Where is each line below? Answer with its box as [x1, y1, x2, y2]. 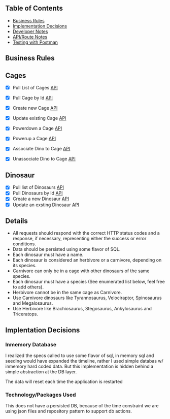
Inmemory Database [5, 341, 57, 348]
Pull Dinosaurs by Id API [12, 190, 63, 196]
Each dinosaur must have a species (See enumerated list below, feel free [12, 279, 165, 285]
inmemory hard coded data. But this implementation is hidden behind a [5, 363, 154, 370]
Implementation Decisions [12, 23, 67, 29]
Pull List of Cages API [12, 85, 58, 91]
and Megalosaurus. [12, 300, 53, 306]
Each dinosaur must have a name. [12, 251, 84, 258]
